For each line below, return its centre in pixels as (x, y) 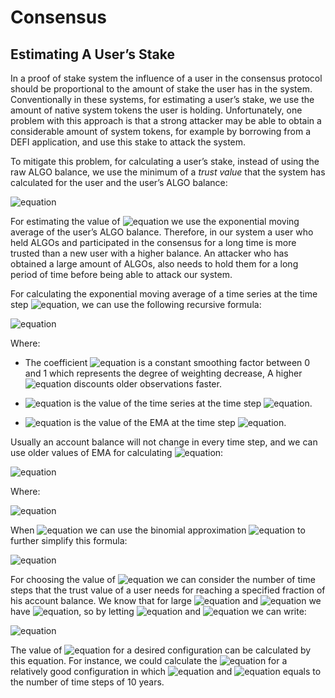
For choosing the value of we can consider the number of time (163, 579)
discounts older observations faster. (147, 384)
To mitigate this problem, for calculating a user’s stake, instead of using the (165, 161)
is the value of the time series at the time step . (193, 403)
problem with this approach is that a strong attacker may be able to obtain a (166, 120)
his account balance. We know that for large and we (166, 600)
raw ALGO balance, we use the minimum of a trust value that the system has (168, 172)
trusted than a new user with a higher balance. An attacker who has (149, 253)
